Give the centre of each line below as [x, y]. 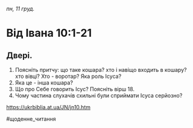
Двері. [19, 55]
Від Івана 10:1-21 [49, 33]
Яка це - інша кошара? [44, 83]
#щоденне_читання [31, 119]
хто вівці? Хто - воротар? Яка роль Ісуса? [68, 76]
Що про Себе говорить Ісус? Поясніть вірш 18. [74, 89]
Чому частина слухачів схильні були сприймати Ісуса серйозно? [99, 95]
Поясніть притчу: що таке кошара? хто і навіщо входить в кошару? [101, 70]
